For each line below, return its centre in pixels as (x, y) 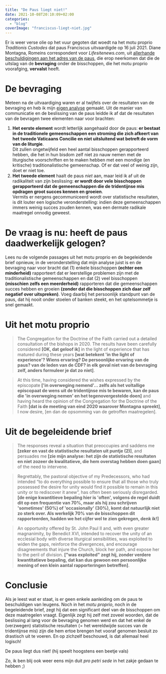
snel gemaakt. (20, 305)
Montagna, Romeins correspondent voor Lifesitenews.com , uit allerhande (80, 53)
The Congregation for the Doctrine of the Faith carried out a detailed (87, 338)
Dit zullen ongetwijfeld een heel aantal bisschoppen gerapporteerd (80, 149)
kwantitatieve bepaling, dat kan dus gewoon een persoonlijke (82, 560)
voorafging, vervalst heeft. (33, 69)
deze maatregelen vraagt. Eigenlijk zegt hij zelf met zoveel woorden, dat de (82, 615)
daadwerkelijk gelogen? (55, 243)
